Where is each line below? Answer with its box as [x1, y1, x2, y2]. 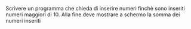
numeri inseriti [5, 17, 41, 24]
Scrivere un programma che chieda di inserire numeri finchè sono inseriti [5, 5, 186, 12]
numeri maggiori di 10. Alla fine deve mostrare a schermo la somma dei [5, 11, 180, 18]
